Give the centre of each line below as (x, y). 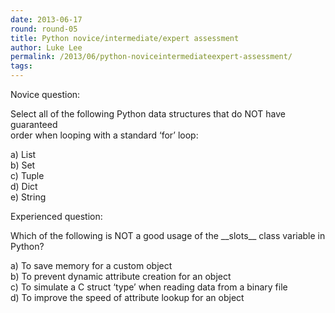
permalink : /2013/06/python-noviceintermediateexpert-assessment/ (151, 57)
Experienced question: (56, 216)
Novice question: (45, 94)
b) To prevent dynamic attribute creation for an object (121, 276)
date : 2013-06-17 (46, 19)
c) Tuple (27, 175)
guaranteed (34, 124)
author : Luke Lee (46, 47)
